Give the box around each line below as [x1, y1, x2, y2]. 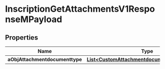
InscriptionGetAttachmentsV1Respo [5, 3, 155, 15]
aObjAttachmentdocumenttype [7, 56, 82, 63]
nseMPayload [5, 14, 62, 25]
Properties [5, 33, 38, 42]
